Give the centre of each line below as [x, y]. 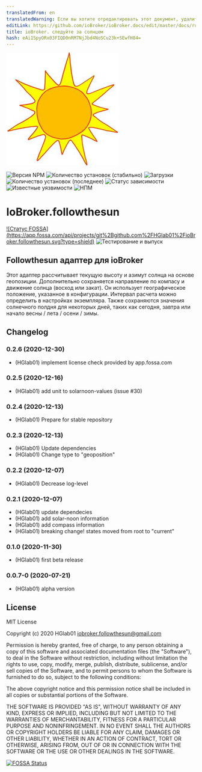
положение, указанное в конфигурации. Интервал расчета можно [91, 294]
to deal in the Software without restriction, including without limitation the [97, 658]
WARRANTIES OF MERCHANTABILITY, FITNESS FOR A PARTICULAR [91, 720]
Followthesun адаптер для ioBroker [75, 261]
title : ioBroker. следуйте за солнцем [55, 32]
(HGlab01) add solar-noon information [62, 519]
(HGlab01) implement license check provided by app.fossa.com [93, 362]
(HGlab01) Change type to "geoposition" [65, 455]
